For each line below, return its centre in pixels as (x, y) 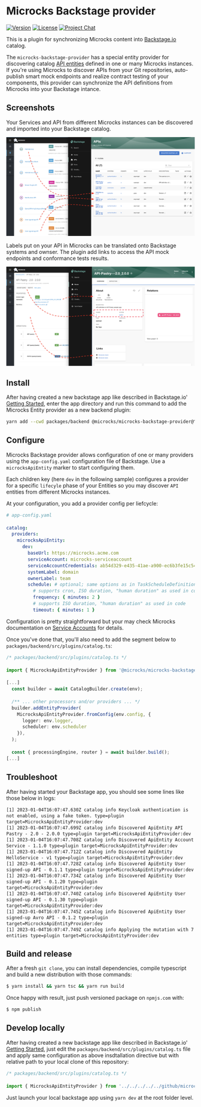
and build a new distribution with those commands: (69, 975)
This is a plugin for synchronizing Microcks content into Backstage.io (91, 39)
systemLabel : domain (53, 572)
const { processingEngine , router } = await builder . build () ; (91, 752)
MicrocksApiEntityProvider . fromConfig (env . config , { (84, 714)
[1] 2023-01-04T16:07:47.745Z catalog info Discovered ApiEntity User (96, 912)
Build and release (39, 954)
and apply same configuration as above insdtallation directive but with (93, 1055)
